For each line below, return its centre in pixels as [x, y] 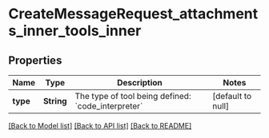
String [55, 101]
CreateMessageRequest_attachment [133, 14]
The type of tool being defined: [133, 96]
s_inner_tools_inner [75, 31]
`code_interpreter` [109, 106]
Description [140, 83]
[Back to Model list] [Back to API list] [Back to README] [100, 126]
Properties [35, 60]
